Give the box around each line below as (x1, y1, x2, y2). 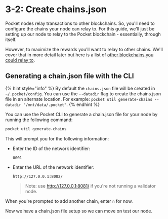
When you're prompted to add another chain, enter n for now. (5, 198, 133, 204)
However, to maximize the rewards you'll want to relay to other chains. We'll (5, 46, 163, 52)
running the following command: (5, 117, 73, 123)
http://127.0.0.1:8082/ (12, 174, 63, 179)
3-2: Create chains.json (5, 4, 107, 15)
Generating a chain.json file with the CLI (5, 72, 134, 81)
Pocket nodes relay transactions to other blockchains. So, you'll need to (5, 20, 155, 26)
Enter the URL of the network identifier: (12, 164, 95, 170)
